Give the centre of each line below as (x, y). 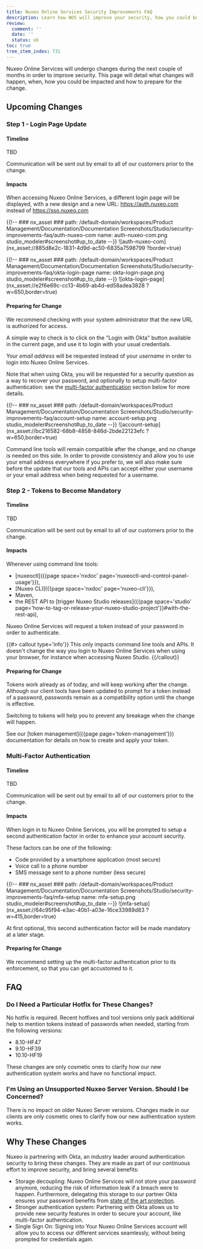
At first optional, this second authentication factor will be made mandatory (98, 928)
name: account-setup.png (124, 418)
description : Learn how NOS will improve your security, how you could (98, 18)
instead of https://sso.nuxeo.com (47, 210)
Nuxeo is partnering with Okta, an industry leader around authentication (96, 1156)
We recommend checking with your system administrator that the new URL (100, 320)
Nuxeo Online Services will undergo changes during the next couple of (94, 69)
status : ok (25, 40)
